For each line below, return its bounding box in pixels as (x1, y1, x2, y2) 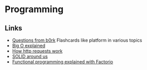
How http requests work (12, 48, 63, 54)
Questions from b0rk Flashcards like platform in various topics (12, 37, 142, 43)
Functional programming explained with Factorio (12, 59, 114, 64)
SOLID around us (12, 53, 48, 59)
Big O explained (12, 43, 46, 49)
